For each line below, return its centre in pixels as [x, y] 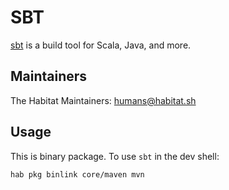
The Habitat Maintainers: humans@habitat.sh [103, 100]
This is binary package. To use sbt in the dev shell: [115, 156]
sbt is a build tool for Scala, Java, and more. [101, 45]
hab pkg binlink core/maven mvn [77, 174]
